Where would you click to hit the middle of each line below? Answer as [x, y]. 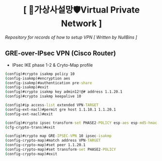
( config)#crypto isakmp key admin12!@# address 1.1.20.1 [64, 92]
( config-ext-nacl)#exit [29, 114]
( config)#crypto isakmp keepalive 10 [43, 96]
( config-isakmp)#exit [27, 88]
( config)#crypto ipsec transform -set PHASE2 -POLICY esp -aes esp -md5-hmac [81, 123]
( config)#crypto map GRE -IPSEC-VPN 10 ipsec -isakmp [58, 136]
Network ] [81, 23]
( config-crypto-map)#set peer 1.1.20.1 [45, 145]
